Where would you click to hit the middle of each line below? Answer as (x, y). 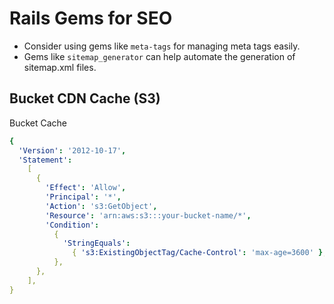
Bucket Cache (38, 123)
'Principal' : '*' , (83, 197)
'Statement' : (45, 160)
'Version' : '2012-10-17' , (72, 150)
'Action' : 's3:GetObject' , (101, 206)
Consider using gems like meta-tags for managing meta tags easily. (162, 46)
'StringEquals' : (96, 243)
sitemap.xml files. (60, 67)
